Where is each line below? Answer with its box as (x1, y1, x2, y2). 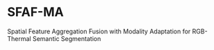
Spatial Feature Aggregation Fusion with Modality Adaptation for (7, 27, 191, 35)
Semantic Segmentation (32, 34, 101, 42)
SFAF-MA (7, 4, 64, 20)
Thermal (7, 34, 31, 42)
